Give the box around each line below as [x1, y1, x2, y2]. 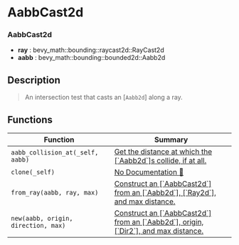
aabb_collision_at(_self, [11, 149, 99, 157]
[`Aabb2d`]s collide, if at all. [114, 156, 207, 166]
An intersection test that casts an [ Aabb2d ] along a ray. [24, 93, 183, 102]
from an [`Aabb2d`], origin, [114, 217, 204, 227]
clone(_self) [11, 168, 55, 177]
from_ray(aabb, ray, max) [11, 189, 99, 197]
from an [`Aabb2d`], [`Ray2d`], [114, 188, 217, 198]
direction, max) [11, 221, 66, 230]
